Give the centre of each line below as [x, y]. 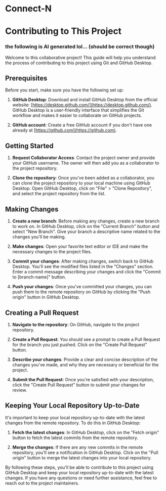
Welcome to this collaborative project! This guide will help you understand [81, 57]
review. [20, 390]
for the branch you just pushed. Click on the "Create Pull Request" [80, 345]
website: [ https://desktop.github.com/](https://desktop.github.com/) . [82, 105]
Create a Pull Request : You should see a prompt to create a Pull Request [86, 339]
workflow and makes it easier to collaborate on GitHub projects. [77, 115]
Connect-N [28, 9]
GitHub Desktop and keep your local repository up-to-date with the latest [80, 472]
